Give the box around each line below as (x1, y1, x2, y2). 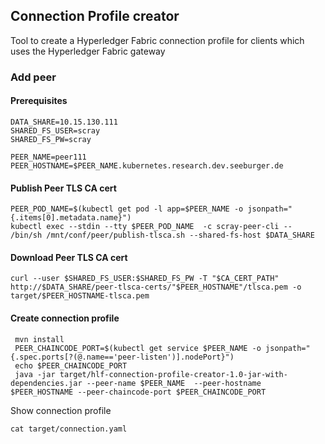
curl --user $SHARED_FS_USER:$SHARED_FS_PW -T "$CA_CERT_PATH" (10, 274, 280, 284)
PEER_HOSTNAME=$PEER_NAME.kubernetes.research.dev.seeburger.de (10, 160, 284, 171)
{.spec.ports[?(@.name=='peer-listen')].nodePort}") (10, 352, 235, 362)
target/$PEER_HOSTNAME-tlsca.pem (10, 291, 150, 301)
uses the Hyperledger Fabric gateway (10, 45, 166, 57)
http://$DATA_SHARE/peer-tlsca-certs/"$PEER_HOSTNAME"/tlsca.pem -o (10, 282, 302, 293)
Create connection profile (10, 312, 120, 324)
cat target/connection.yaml (10, 424, 128, 434)
